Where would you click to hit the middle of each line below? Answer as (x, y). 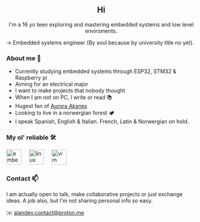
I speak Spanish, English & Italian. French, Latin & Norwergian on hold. (102, 122)
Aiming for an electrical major (52, 84)
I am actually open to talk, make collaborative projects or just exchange (94, 194)
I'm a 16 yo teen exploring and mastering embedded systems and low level (101, 24)
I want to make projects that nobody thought (70, 90)
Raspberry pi (31, 78)
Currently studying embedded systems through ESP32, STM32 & (95, 71)
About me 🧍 (23, 58)
